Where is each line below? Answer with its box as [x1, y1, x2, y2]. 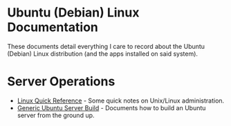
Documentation [7, 19, 99, 35]
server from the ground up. [17, 111, 95, 119]
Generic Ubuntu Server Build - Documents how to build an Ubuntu [17, 103, 206, 112]
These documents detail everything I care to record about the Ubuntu [7, 42, 205, 50]
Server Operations [7, 74, 115, 90]
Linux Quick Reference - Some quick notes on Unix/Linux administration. [17, 96, 225, 105]
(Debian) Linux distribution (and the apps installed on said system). [7, 50, 198, 58]
